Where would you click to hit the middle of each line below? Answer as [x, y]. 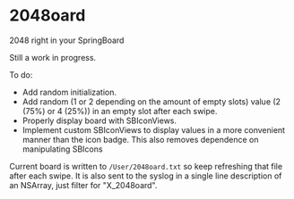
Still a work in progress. [53, 57]
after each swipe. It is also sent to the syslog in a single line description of [146, 176]
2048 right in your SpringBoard [67, 40]
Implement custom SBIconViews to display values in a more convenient [153, 129]
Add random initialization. [69, 92]
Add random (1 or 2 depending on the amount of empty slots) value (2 [151, 101]
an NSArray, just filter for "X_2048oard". [83, 185]
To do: [21, 75]
